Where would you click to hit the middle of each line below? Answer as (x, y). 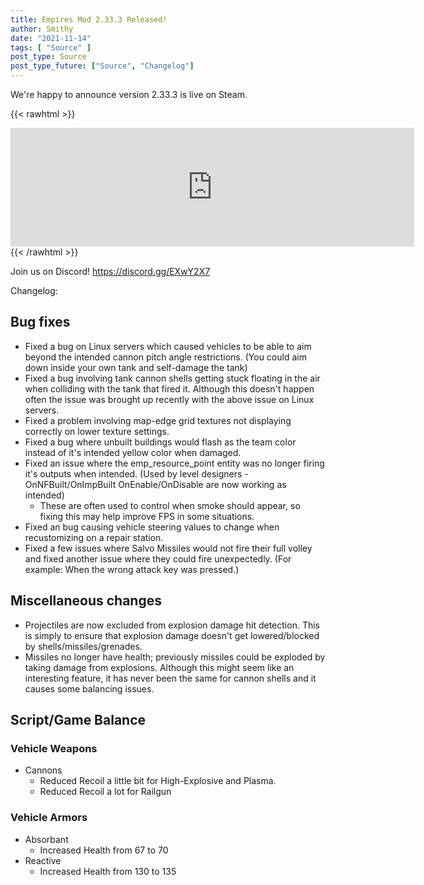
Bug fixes (40, 322)
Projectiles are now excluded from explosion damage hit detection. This (172, 625)
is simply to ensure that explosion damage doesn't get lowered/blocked (172, 635)
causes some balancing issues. (89, 688)
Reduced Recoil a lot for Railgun (105, 792)
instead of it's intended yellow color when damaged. (133, 452)
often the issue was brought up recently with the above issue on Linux (169, 399)
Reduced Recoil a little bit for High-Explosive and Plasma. (158, 781)
